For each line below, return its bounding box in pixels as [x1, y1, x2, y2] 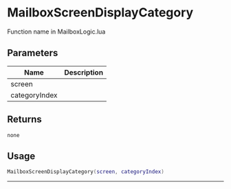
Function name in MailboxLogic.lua [7, 27, 106, 36]
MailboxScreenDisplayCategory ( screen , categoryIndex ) [7, 168, 165, 175]
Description [64, 67, 104, 77]
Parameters [7, 47, 58, 59]
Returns [7, 114, 43, 125]
